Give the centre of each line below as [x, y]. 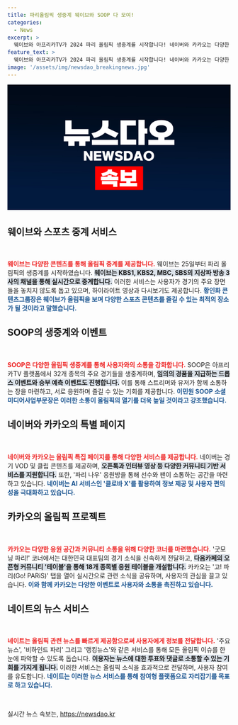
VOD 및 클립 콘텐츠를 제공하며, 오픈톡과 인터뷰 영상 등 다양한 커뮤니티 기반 [117, 466]
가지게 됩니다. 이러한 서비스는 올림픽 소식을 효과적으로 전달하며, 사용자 [117, 668]
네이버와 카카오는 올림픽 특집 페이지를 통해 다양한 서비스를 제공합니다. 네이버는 [115, 456]
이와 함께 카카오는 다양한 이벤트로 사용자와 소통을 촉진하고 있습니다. [121, 584]
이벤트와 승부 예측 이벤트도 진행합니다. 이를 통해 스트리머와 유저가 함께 [112, 382]
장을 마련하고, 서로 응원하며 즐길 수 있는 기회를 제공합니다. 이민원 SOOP [114, 391]
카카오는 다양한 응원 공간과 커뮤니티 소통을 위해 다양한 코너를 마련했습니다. [109, 549]
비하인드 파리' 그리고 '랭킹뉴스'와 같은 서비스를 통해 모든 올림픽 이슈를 [121, 650]
